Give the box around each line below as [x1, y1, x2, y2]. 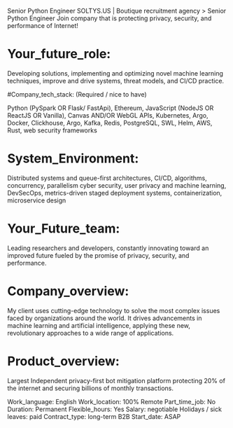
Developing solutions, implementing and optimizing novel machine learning [7, 69, 224, 77]
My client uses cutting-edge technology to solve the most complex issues [7, 306, 220, 315]
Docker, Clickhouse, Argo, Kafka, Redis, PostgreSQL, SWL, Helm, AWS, [7, 118, 213, 127]
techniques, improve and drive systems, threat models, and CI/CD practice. [7, 76, 225, 85]
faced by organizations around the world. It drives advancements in [7, 314, 202, 322]
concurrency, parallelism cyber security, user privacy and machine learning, [7, 181, 227, 189]
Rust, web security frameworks [7, 126, 98, 134]
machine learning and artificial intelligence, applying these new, [7, 321, 191, 329]
